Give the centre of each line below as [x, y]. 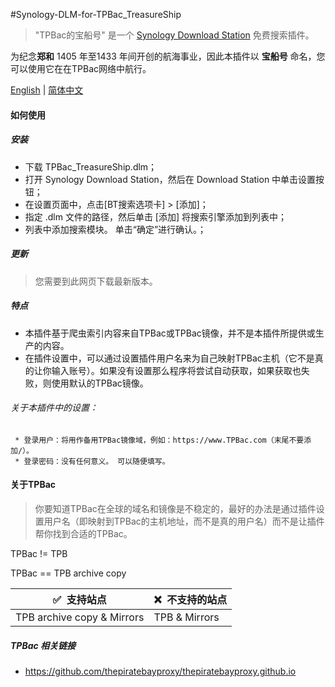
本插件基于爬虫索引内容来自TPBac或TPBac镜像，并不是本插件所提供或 [170, 333]
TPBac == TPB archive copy [68, 573]
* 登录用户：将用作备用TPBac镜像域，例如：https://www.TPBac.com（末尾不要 [159, 440]
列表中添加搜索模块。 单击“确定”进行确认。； [115, 229]
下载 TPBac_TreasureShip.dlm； [91, 166]
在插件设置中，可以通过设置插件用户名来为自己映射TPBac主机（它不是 [169, 358]
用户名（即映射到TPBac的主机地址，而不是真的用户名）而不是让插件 [184, 521]
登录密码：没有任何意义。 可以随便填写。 [96, 461]
